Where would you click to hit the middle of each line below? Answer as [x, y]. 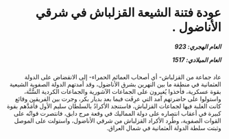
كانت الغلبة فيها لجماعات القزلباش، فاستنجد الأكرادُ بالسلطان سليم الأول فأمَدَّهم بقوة [114, 106]
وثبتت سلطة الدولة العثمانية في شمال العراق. [164, 128]
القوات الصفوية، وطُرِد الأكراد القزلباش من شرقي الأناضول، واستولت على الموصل [118, 121]
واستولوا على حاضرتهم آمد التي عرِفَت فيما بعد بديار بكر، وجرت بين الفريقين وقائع [118, 99]
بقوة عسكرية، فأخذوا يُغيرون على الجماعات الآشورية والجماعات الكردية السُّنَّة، [123, 92]
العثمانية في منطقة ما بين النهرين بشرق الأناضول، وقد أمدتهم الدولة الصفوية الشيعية [115, 84]
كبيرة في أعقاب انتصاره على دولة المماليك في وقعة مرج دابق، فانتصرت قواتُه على [118, 114]
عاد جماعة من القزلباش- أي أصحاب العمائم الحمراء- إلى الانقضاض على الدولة [123, 77]
